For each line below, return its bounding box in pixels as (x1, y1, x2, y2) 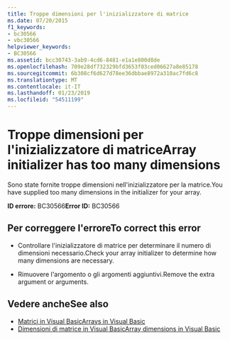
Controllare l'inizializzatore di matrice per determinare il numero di (17, 241, 212, 249)
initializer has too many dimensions (7, 157, 221, 173)
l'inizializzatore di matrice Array (7, 142, 197, 158)
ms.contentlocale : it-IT (7, 83, 81, 90)
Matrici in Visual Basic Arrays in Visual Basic (17, 317, 146, 325)
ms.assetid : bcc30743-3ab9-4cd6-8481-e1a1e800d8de (7, 57, 160, 64)
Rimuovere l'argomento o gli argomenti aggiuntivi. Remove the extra (17, 270, 215, 278)
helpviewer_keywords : (7, 43, 72, 50)
